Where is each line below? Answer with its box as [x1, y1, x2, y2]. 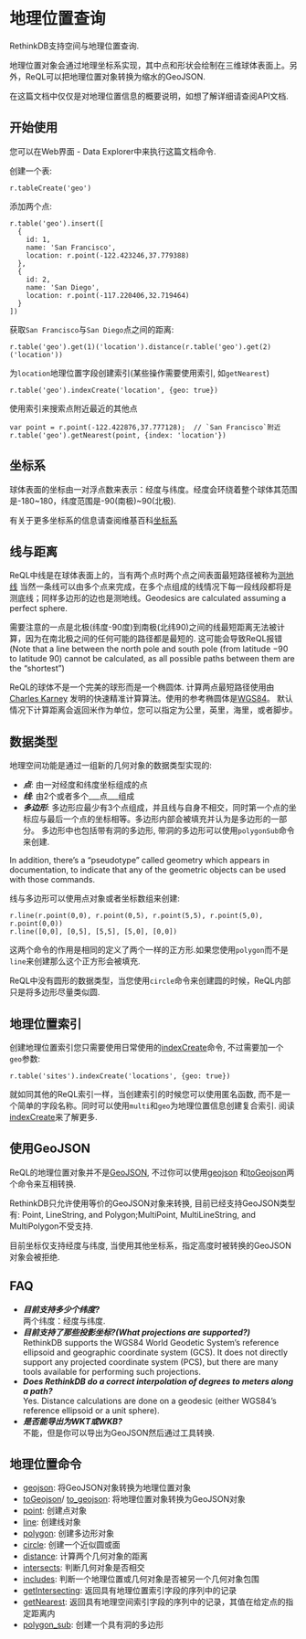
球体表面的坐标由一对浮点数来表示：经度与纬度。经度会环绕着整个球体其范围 [9, 483, 298, 494]
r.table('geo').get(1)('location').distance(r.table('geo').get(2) [9, 342, 272, 352]
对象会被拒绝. [9, 1251, 61, 1262]
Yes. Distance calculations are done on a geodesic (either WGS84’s [22, 1395, 277, 1406]
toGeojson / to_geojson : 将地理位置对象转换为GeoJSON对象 [22, 1494, 247, 1505]
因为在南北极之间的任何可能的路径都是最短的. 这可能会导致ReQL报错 [25, 633, 283, 644]
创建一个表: [9, 165, 53, 176]
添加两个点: [9, 200, 53, 211]
